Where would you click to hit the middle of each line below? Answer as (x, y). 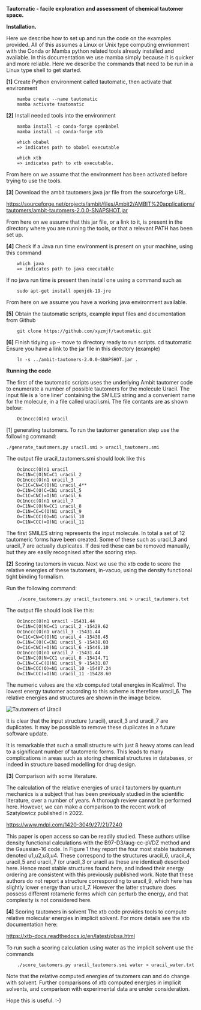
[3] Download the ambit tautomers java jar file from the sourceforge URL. (97, 192)
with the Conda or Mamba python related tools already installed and (90, 51)
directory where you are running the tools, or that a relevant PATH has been (100, 228)
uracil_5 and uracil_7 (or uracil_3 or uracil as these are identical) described (98, 862)
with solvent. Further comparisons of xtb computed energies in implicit (94, 982)
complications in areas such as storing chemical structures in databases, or (100, 758)
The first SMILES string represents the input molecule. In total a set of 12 (96, 533)
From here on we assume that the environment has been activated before (97, 174)
